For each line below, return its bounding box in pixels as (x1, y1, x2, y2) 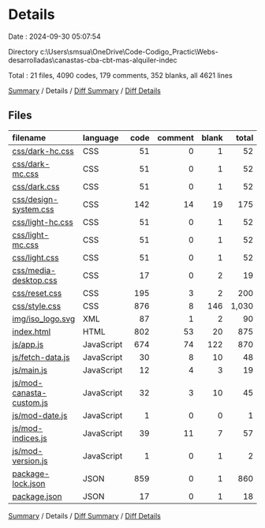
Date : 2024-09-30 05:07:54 (8, 32, 101, 41)
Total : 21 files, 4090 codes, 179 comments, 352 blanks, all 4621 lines (8, 70, 233, 80)
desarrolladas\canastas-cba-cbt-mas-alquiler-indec (8, 55, 177, 65)
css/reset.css (12, 287, 62, 298)
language (82, 132, 119, 143)
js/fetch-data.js (12, 351, 70, 362)
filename (12, 132, 47, 143)
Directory (8, 47, 39, 56)
